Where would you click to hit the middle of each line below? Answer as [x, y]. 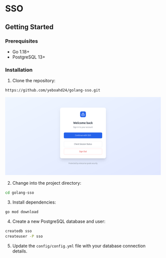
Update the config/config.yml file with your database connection [79, 246]
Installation [19, 70]
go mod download [22, 212]
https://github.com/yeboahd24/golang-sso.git [53, 90]
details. [20, 251]
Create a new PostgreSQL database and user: [59, 221]
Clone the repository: [34, 81]
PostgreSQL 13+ [29, 57]
